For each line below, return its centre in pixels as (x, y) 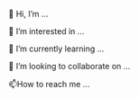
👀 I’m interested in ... (46, 31)
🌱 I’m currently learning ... (56, 49)
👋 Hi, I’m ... (28, 14)
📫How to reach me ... (49, 84)
